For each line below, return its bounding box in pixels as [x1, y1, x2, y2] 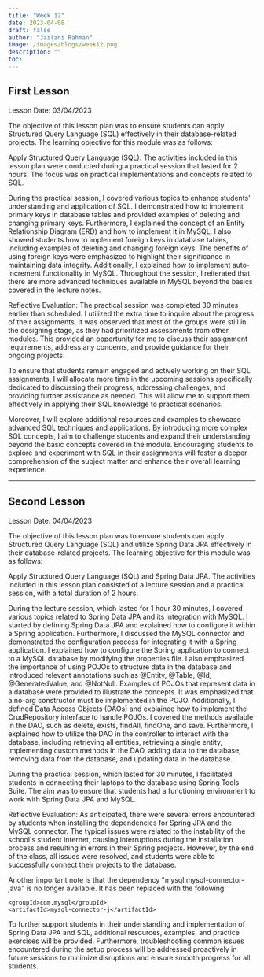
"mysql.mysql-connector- [161, 875, 245, 884]
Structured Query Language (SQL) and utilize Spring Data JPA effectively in [8, 539, 253, 549]
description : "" [8, 48, 61, 56]
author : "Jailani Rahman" [8, 33, 93, 42]
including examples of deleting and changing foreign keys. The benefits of [8, 243, 249, 253]
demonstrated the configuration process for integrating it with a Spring [8, 637, 237, 646]
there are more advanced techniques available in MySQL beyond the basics [8, 276, 253, 286]
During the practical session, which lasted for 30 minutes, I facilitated [8, 769, 233, 779]
